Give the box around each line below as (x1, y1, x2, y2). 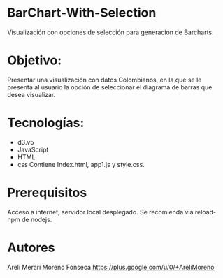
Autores (7, 240, 55, 256)
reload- (194, 207, 217, 216)
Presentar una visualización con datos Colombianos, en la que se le (7, 75, 202, 84)
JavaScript (17, 145, 49, 154)
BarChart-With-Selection (7, 5, 157, 21)
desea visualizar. (7, 90, 56, 98)
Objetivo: (7, 52, 62, 68)
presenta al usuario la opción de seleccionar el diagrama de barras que (7, 82, 213, 92)
